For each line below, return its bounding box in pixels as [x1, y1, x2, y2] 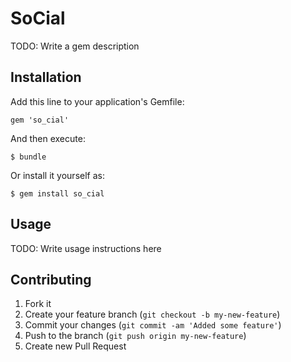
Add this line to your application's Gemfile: [10, 95, 185, 107]
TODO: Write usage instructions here [10, 242, 162, 254]
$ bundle [10, 152, 47, 162]
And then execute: [10, 132, 86, 144]
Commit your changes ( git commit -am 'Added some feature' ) [24, 319, 282, 331]
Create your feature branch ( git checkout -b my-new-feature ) [24, 308, 281, 321]
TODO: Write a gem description [10, 40, 140, 52]
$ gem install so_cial [10, 188, 105, 199]
